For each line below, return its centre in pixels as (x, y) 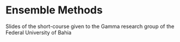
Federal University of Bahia (38, 32)
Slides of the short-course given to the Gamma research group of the (90, 26)
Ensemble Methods (54, 10)
